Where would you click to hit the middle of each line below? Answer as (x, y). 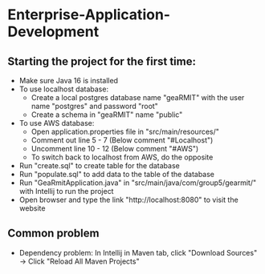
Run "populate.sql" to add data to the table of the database (116, 174)
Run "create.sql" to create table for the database (99, 165)
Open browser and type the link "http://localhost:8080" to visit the (128, 199)
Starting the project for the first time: (102, 61)
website (32, 208)
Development (53, 32)
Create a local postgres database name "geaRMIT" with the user (138, 97)
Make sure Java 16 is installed (68, 81)
